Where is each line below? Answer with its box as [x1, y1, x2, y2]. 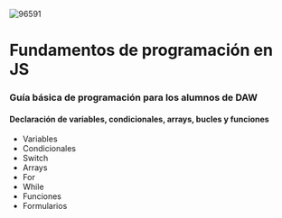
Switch [22, 153, 49, 164]
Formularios [22, 201, 68, 212]
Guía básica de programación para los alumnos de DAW [9, 91, 258, 104]
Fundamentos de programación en [9, 41, 274, 60]
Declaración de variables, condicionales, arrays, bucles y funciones [9, 114, 269, 124]
